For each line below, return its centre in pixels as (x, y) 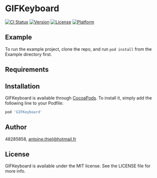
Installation (22, 86)
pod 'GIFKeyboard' (24, 112)
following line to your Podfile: (34, 103)
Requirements (27, 69)
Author (16, 127)
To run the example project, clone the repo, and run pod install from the (78, 49)
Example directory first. (29, 54)
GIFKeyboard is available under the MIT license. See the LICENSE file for (78, 166)
